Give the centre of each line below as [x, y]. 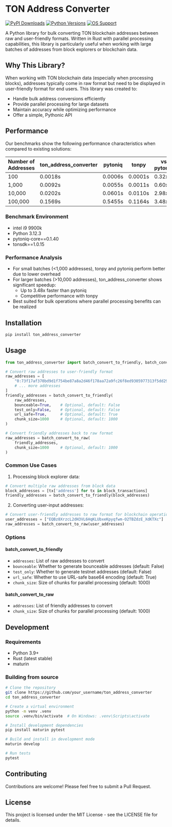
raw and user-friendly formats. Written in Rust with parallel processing [79, 38]
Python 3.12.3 [27, 233]
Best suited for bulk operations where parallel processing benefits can [87, 301]
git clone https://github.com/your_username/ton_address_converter [79, 693]
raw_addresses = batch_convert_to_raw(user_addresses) [65, 524]
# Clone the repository [31, 688]
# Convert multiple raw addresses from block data [60, 486]
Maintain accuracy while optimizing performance [64, 109]
